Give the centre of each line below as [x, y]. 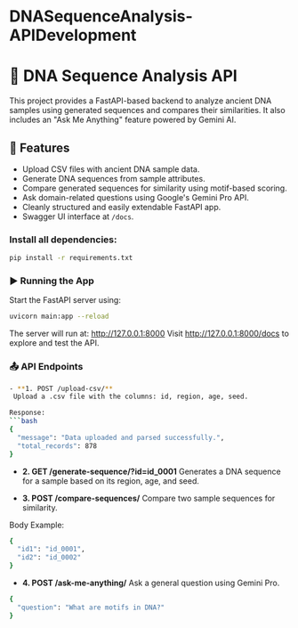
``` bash [24, 421]
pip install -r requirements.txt [71, 258]
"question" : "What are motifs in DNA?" [91, 608]
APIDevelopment [73, 35]
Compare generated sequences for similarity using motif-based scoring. [154, 188]
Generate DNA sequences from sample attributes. [114, 178]
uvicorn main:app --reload [59, 317]
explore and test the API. [54, 343]
